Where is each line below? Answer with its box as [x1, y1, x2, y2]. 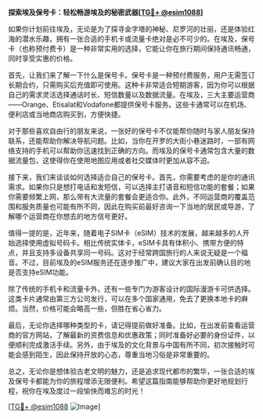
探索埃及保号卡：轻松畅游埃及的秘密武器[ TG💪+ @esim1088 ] [8, 8, 204, 16]
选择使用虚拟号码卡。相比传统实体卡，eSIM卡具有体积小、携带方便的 [14, 239, 237, 247]
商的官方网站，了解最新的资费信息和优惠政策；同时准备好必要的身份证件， [8, 330, 248, 340]
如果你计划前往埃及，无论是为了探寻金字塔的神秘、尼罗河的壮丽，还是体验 [8, 24, 248, 34]
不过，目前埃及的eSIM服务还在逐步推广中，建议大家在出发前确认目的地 [21, 258, 251, 267]
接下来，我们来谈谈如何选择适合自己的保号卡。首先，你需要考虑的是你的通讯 [8, 173, 255, 181]
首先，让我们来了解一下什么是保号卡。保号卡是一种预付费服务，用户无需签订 [8, 71, 255, 79]
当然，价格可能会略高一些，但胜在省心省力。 [21, 304, 166, 313]
